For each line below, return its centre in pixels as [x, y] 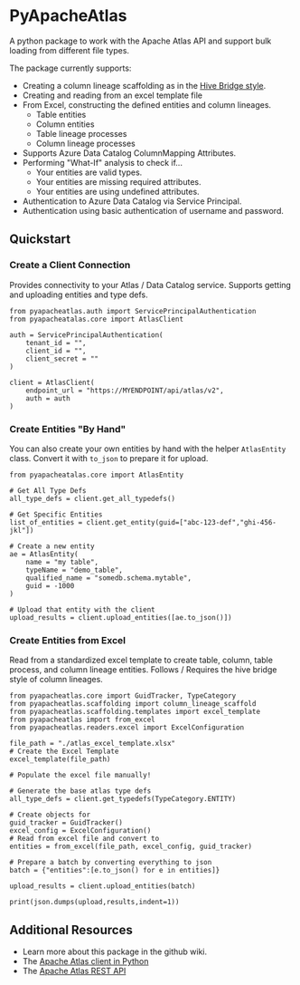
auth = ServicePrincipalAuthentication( [87, 335]
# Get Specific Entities [56, 514]
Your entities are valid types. [89, 172]
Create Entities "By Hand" [68, 429]
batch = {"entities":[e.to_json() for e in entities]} [115, 871]
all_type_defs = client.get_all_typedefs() [93, 498]
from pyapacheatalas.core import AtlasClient [96, 319]
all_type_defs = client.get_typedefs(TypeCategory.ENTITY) [123, 799]
